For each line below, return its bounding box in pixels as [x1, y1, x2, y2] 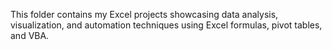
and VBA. [10, 30, 50, 41]
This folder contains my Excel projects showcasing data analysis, [10, 9, 279, 20]
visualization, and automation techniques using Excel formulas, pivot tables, [10, 19, 323, 31]
